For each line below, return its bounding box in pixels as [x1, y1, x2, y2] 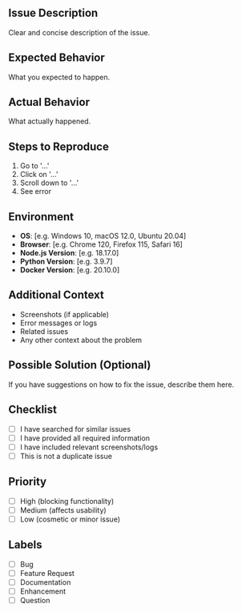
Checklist [8, 403, 58, 417]
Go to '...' [19, 161, 50, 171]
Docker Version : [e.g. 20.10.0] [19, 265, 120, 275]
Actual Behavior [8, 95, 91, 109]
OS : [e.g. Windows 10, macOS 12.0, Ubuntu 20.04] [19, 232, 187, 241]
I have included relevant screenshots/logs [19, 442, 159, 452]
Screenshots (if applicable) [19, 309, 110, 319]
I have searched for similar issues [19, 424, 131, 433]
